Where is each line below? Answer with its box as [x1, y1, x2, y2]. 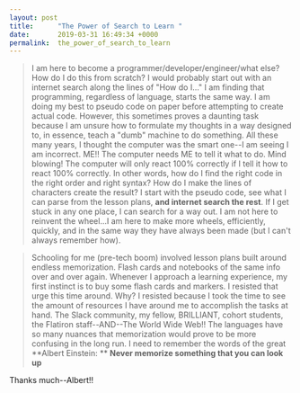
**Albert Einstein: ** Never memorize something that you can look [31, 348, 284, 359]
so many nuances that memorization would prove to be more [31, 329, 257, 340]
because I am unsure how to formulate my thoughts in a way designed [31, 121, 292, 131]
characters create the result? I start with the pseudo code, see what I [31, 187, 287, 198]
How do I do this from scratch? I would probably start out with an [31, 73, 272, 84]
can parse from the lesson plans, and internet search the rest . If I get [31, 197, 289, 208]
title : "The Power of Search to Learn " [9, 22, 182, 31]
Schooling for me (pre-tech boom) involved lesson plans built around [31, 253, 287, 263]
